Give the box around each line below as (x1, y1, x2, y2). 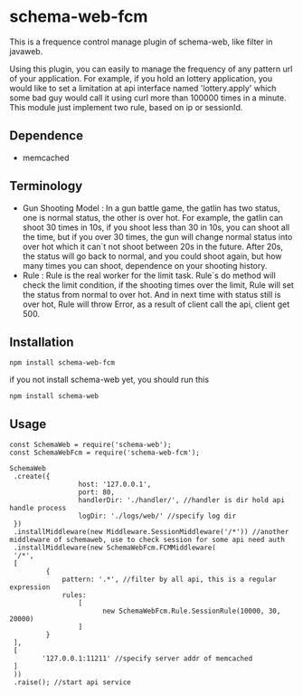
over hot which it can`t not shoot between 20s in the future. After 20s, (22, 241, 283, 252)
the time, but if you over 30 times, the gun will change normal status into (22, 231, 293, 242)
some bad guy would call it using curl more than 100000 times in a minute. (9, 92, 287, 103)
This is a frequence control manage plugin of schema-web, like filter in (9, 36, 273, 47)
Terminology (9, 178, 83, 194)
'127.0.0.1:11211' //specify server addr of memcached (42, 654, 253, 663)
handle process (9, 504, 67, 513)
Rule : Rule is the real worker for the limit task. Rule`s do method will (22, 270, 276, 281)
